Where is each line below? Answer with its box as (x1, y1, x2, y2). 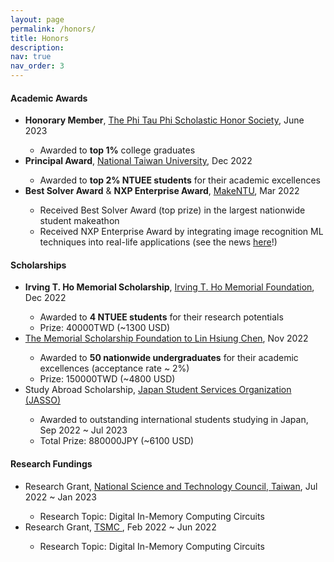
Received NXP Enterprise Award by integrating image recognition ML (39, 226, 324, 238)
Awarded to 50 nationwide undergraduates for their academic (39, 352, 299, 364)
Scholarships (10, 259, 67, 271)
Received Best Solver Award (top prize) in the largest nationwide (39, 204, 306, 216)
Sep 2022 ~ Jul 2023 (39, 424, 128, 436)
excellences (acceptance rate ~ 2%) (39, 362, 190, 375)
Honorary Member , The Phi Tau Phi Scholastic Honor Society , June (24, 114, 305, 126)
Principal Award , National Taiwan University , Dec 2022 (24, 155, 253, 167)
